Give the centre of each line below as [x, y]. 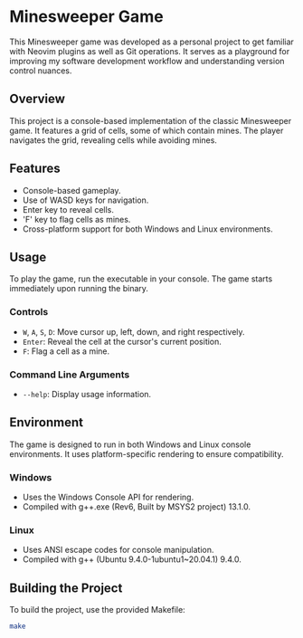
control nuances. [41, 71]
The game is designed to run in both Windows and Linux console [130, 444]
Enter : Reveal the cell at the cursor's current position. [122, 341]
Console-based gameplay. [71, 190]
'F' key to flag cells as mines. [76, 219]
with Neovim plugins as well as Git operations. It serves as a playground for [150, 51]
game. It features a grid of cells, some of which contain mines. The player [147, 130]
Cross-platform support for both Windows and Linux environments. [147, 229]
